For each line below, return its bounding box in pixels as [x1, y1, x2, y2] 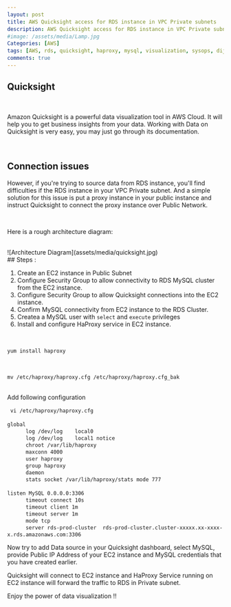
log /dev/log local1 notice [25, 434, 115, 442]
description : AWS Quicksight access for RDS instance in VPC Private [7, 25, 211, 32]
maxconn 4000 [25, 448, 63, 456]
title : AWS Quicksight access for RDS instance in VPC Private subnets [7, 18, 217, 25]
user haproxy [25, 455, 63, 462]
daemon [25, 469, 45, 476]
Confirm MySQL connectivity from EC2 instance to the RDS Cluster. [16, 305, 209, 313]
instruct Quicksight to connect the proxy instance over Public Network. [7, 200, 208, 209]
